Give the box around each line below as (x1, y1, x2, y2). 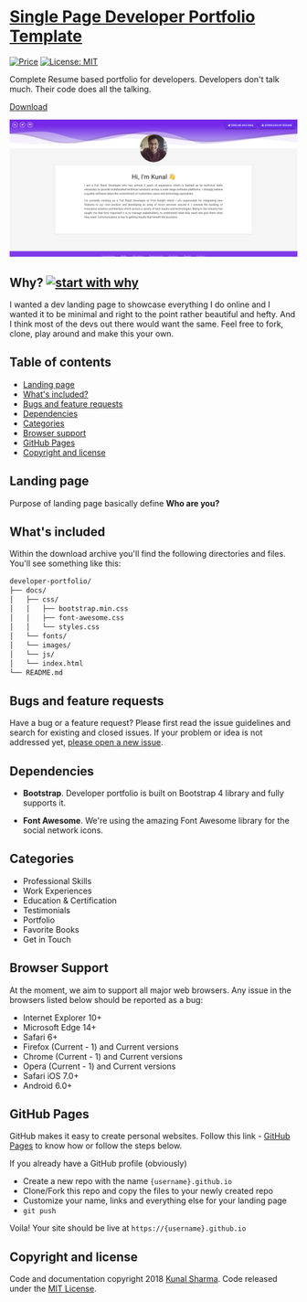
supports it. (22, 797, 67, 808)
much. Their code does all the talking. (9, 83, 152, 94)
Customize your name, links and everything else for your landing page (22, 1195, 288, 1206)
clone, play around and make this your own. (9, 327, 175, 339)
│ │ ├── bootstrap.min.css (9, 604, 129, 614)
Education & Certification (22, 894, 117, 906)
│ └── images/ (9, 641, 71, 650)
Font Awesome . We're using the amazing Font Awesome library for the (22, 816, 290, 826)
